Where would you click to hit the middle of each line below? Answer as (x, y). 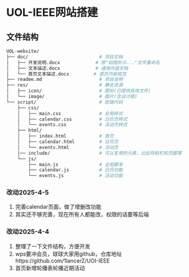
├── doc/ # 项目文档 (65, 57)
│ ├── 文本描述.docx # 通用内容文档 (67, 68)
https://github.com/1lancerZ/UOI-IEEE (62, 261)
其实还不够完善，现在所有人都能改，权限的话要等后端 (82, 214)
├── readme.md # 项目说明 (65, 80)
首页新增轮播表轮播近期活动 (50, 268)
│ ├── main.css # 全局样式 (70, 113)
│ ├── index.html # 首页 (66, 136)
